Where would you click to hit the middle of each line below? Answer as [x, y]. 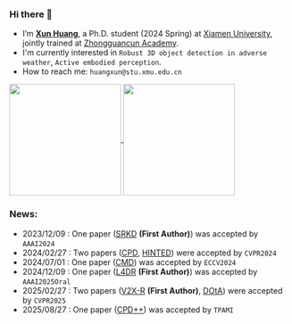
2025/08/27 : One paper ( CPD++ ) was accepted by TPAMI [128, 309]
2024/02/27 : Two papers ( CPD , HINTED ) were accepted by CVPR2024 [149, 253]
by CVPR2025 [44, 300]
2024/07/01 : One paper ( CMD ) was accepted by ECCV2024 [129, 262]
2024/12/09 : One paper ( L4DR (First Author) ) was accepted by [140, 271]
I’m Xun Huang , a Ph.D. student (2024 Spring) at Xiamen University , [147, 34]
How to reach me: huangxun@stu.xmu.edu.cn [102, 71]
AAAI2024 [38, 244]
